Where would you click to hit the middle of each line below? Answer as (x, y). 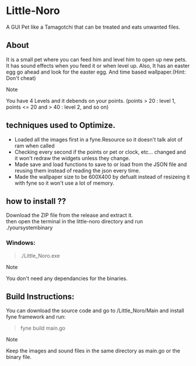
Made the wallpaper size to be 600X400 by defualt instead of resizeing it (102, 177)
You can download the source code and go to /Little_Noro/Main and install (95, 310)
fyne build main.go (43, 328)
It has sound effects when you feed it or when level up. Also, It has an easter (98, 65)
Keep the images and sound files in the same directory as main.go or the (93, 351)
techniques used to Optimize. (61, 125)
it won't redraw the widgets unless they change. (72, 158)
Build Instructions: (40, 297)
